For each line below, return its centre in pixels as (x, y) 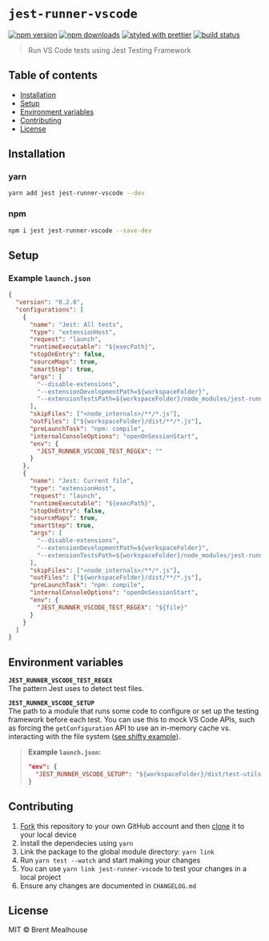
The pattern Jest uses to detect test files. (76, 689)
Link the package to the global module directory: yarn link (117, 851)
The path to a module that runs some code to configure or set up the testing (134, 711)
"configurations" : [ (50, 310)
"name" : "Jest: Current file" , (82, 481)
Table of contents (53, 76)
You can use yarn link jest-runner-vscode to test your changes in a (133, 868)
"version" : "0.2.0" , (50, 303)
